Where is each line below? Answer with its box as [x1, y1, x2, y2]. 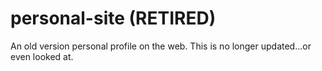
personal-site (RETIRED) [10, 7, 217, 30]
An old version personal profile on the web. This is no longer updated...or [10, 40, 312, 52]
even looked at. [10, 50, 74, 62]
